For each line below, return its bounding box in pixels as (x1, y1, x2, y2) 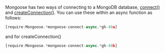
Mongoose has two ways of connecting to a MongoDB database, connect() (5, 4, 160, 10)
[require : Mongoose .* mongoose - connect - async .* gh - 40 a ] (5, 24, 117, 29)
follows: (5, 15, 21, 20)
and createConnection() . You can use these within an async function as (5, 9, 152, 15)
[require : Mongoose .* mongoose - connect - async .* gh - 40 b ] (5, 43, 117, 48)
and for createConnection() (5, 33, 61, 39)
